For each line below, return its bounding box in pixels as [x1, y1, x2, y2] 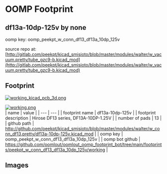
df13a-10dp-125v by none [5, 23, 86, 32]
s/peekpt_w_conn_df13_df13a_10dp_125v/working [5, 147, 105, 153]
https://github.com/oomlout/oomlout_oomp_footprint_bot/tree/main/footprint [5, 141, 162, 147]
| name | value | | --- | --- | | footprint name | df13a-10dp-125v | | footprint [5, 109, 156, 115]
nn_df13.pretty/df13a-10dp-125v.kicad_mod [5, 131, 94, 137]
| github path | [5, 120, 34, 126]
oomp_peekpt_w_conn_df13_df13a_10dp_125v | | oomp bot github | [5, 136, 141, 142]
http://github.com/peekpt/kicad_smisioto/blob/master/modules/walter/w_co [5, 125, 160, 131]
